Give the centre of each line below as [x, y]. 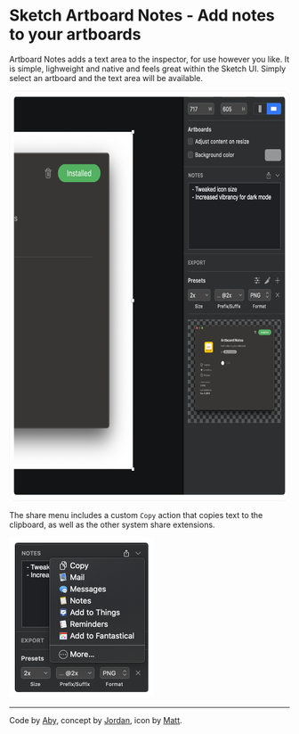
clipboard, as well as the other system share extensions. [112, 524]
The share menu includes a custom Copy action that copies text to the [136, 515]
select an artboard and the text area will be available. [106, 78]
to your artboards [75, 34]
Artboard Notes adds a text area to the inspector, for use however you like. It [149, 59]
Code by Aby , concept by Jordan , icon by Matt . [96, 720]
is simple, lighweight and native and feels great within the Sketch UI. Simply [148, 69]
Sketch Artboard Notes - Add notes [142, 16]
